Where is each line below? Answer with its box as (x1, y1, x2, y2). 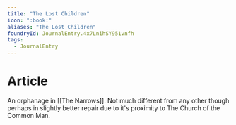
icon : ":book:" (7, 17, 52, 24)
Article (7, 73, 48, 89)
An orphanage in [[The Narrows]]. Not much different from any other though (7, 96, 230, 105)
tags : (7, 37, 23, 44)
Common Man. (7, 111, 51, 119)
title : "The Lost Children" (7, 10, 90, 18)
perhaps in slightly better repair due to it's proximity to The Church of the (7, 103, 220, 112)
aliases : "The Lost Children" (7, 23, 97, 30)
